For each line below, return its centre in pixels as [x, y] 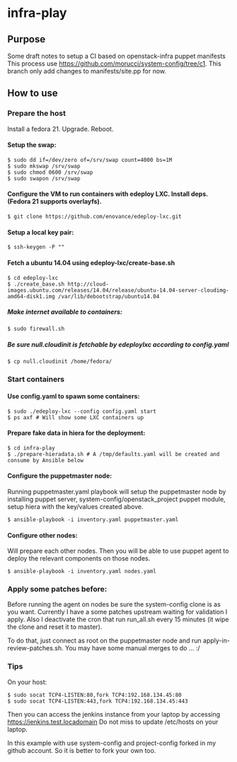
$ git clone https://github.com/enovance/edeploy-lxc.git [94, 217]
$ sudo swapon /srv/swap [44, 178]
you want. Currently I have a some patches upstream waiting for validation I [117, 612]
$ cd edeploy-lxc [33, 278]
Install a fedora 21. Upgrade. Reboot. [60, 129]
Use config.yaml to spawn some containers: [74, 396]
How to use [33, 93]
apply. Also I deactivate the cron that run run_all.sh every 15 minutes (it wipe [118, 619]
